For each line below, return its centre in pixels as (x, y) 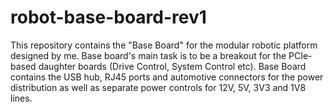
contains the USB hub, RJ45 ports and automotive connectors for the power (167, 77)
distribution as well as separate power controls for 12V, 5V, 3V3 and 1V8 (158, 87)
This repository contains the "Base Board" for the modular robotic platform (164, 45)
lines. (21, 98)
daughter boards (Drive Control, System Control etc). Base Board (172, 66)
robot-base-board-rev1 (108, 17)
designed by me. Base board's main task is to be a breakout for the (148, 55)
